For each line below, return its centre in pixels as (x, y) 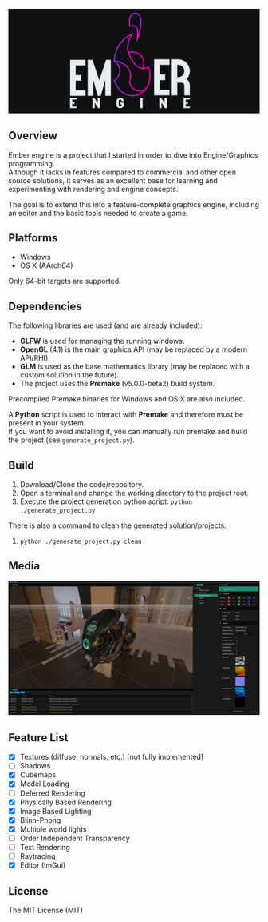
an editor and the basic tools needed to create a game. (99, 213)
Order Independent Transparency (75, 838)
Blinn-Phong (40, 820)
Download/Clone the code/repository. (82, 484)
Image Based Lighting (55, 811)
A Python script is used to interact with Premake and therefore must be (126, 415)
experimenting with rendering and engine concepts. (93, 189)
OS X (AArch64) (46, 265)
